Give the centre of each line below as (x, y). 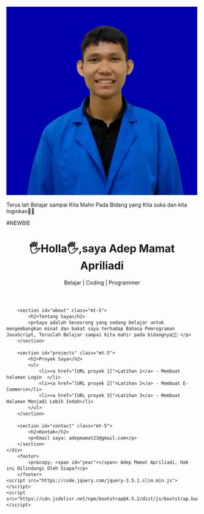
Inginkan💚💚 (21, 211)
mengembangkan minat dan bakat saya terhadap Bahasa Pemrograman (90, 329)
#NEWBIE (18, 223)
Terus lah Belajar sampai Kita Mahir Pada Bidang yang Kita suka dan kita (97, 205)
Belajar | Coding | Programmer (102, 283)
